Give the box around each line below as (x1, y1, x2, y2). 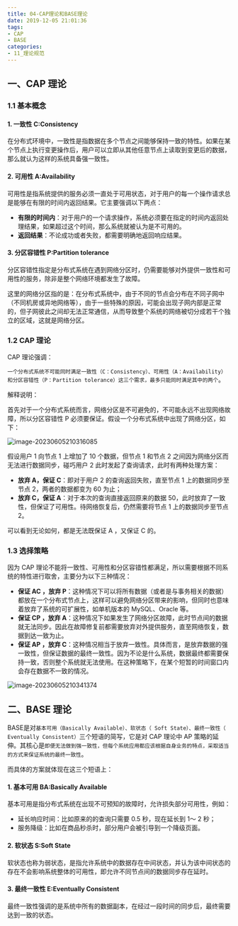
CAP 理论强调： (7, 353, 53, 361)
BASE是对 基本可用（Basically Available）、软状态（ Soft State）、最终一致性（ (7, 723, 227, 732)
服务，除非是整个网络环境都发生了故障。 (25, 274, 144, 283)
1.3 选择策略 (7, 546, 49, 556)
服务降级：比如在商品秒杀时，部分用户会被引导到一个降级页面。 (17, 823, 204, 832)
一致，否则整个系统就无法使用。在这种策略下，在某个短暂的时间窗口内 (23, 658, 229, 667)
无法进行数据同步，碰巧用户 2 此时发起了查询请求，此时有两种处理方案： (7, 461, 220, 470)
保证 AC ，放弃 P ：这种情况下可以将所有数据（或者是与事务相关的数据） (17, 587, 228, 596)
